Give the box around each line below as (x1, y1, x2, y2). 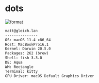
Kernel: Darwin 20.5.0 (5, 47, 51, 51)
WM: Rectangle (5, 64, 34, 69)
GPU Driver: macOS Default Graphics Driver (5, 73, 95, 78)
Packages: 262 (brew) (5, 51, 49, 56)
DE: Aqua (5, 60, 23, 65)
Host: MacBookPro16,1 (5, 42, 49, 47)
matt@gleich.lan (5, 28, 38, 33)
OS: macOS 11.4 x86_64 (5, 37, 51, 42)
